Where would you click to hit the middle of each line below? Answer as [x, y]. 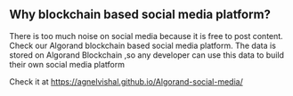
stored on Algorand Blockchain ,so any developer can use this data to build [147, 55]
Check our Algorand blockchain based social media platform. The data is [142, 45]
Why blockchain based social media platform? [140, 15]
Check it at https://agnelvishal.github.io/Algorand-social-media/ [126, 81]
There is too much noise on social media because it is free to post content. [146, 36]
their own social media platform [67, 64]
